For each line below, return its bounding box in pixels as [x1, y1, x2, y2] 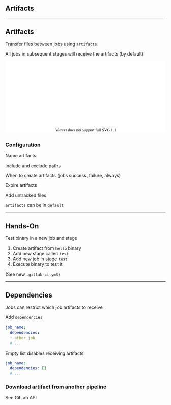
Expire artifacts [5, 182, 37, 188]
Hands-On [5, 222, 39, 230]
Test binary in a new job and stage [5, 235, 77, 241]
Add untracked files [5, 192, 47, 198]
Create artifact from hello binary [12, 245, 81, 251]
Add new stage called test [12, 251, 69, 257]
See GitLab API [5, 395, 37, 401]
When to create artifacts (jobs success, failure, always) [5, 173, 121, 179]
